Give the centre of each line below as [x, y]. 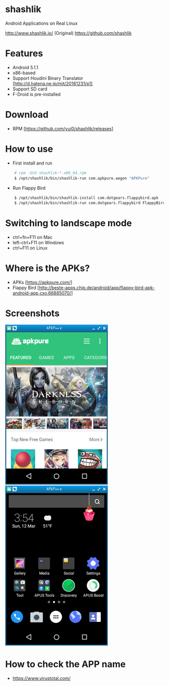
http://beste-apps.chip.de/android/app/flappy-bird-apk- [97, 288]
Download [27, 115]
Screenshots [32, 313]
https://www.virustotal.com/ [41, 678]
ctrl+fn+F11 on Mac [32, 237]
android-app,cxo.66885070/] [43, 293]
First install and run [32, 163]
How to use [29, 149]
